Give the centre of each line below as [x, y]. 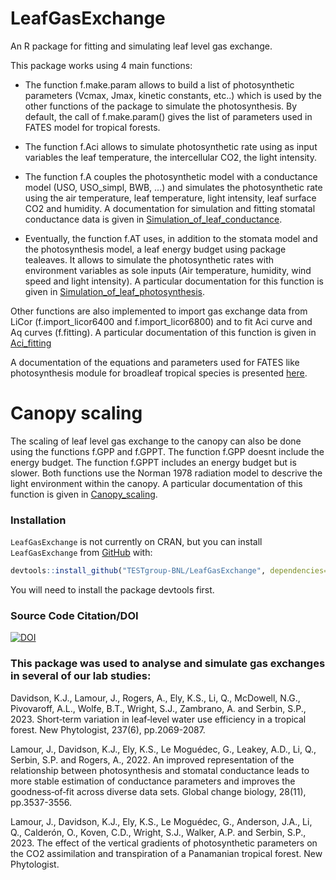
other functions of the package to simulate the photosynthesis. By [161, 106]
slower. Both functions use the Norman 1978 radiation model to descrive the [166, 473]
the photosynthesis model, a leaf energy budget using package [155, 249]
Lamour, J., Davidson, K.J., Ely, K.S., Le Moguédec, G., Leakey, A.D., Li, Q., [163, 749]
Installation [38, 520]
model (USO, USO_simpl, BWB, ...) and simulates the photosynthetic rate [173, 187]
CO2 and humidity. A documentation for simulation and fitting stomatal [170, 208]
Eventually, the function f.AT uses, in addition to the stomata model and [171, 238]
